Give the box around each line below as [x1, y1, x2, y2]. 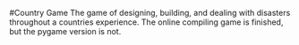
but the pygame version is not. [9, 26, 122, 36]
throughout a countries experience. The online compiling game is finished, [9, 17, 284, 27]
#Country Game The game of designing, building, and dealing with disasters [9, 8, 291, 18]
